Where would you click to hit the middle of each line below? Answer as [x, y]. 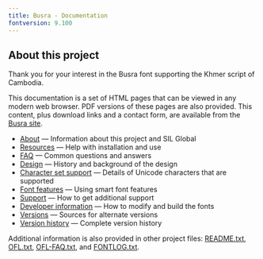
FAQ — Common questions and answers [86, 156]
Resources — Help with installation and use [90, 147]
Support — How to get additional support [87, 198]
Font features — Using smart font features [88, 189]
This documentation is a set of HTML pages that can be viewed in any [122, 98]
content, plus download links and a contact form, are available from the [124, 115]
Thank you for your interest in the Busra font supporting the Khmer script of [131, 74]
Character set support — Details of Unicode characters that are [123, 172]
